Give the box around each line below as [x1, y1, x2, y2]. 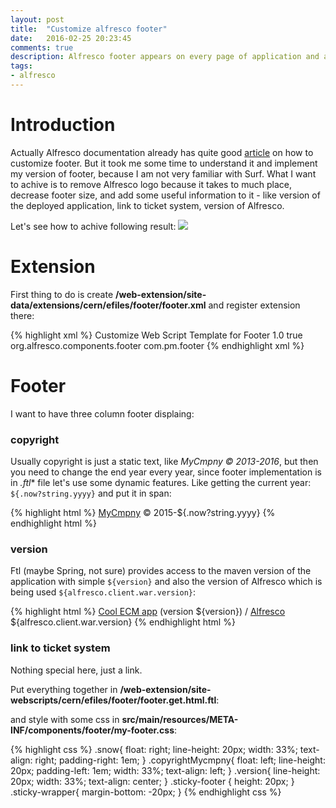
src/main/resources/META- [121, 713, 239, 725]
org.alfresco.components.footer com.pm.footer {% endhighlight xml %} [10, 339, 305, 351]
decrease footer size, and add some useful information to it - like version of [10, 189, 321, 201]
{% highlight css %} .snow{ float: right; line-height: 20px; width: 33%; [10, 743, 298, 755]
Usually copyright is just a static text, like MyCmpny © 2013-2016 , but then [10, 455, 319, 467]
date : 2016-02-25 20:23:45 [10, 33, 132, 43]
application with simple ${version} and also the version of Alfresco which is [10, 576, 323, 588]
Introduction [10, 114, 116, 136]
